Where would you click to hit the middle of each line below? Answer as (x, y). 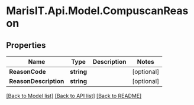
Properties (26, 45)
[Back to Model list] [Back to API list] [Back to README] (74, 96)
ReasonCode (28, 72)
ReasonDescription (37, 81)
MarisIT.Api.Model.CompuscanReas (97, 11)
